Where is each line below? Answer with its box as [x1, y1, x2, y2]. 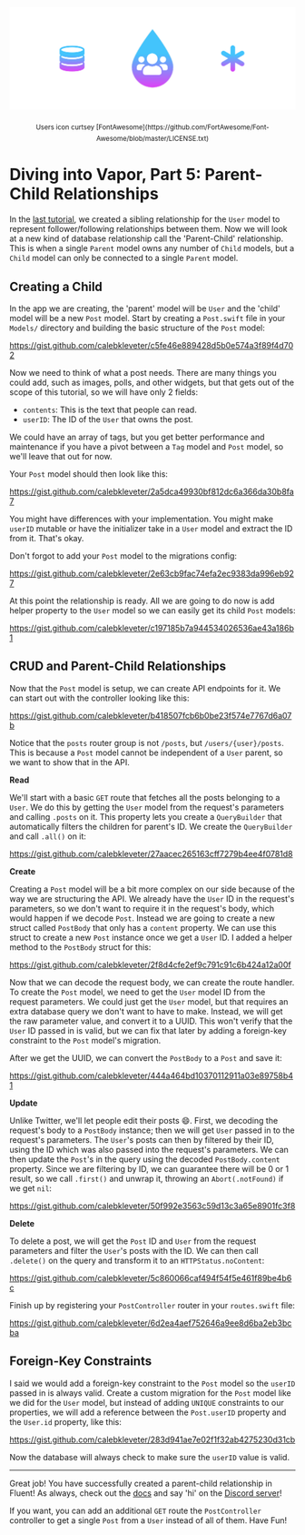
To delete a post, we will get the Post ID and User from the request [9, 1236, 257, 1247]
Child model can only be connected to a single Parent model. [9, 253, 239, 264]
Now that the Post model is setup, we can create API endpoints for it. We [9, 682, 281, 693]
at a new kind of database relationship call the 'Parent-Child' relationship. [9, 233, 284, 244]
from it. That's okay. [9, 532, 84, 543]
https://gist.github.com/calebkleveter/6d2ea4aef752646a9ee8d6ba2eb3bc [9, 1318, 292, 1328]
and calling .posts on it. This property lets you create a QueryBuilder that [9, 811, 283, 822]
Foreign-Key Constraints [9, 1354, 152, 1369]
